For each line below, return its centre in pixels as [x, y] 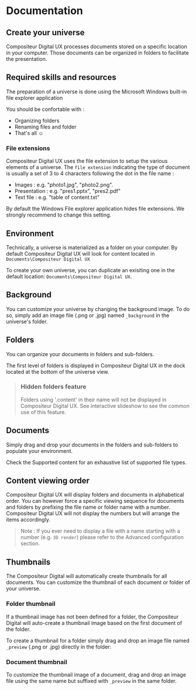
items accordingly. [28, 520]
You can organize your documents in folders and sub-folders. [80, 354]
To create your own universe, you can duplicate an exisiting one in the [90, 270]
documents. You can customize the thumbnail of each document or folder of [98, 583]
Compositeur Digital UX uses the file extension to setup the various [87, 161]
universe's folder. [27, 322]
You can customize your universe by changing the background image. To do [98, 309]
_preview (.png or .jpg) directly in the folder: [59, 647]
